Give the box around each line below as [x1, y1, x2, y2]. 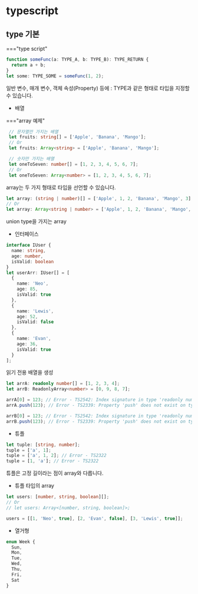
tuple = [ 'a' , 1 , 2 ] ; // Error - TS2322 [6, 453, 107, 459]
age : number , [11, 253, 44, 259]
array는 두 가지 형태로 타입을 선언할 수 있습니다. [6, 184, 116, 191]
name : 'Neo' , [16, 280, 49, 287]
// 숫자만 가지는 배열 [8, 156, 55, 162]
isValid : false [16, 319, 54, 325]
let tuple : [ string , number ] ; [6, 442, 81, 448]
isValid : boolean [11, 259, 54, 265]
